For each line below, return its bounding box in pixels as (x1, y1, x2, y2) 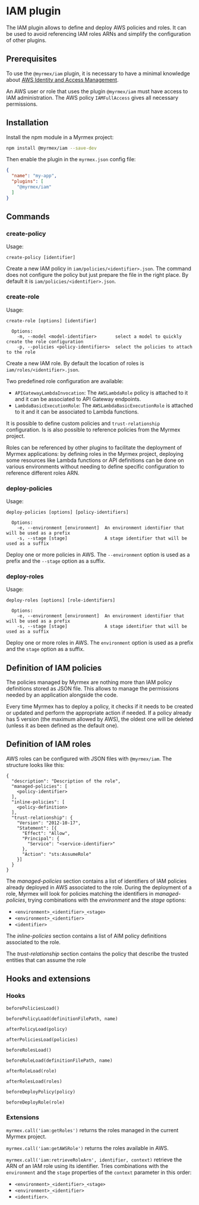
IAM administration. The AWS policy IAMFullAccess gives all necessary (6, 94, 178, 101)
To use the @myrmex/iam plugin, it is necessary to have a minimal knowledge (6, 70, 190, 77)
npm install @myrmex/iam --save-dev (6, 145, 97, 151)
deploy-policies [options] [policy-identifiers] (6, 509, 129, 515)
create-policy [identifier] (6, 255, 76, 261)
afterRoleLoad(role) (6, 1068, 58, 1074)
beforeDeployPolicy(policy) (6, 1089, 76, 1095)
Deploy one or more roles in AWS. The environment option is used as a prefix (6, 639, 194, 646)
